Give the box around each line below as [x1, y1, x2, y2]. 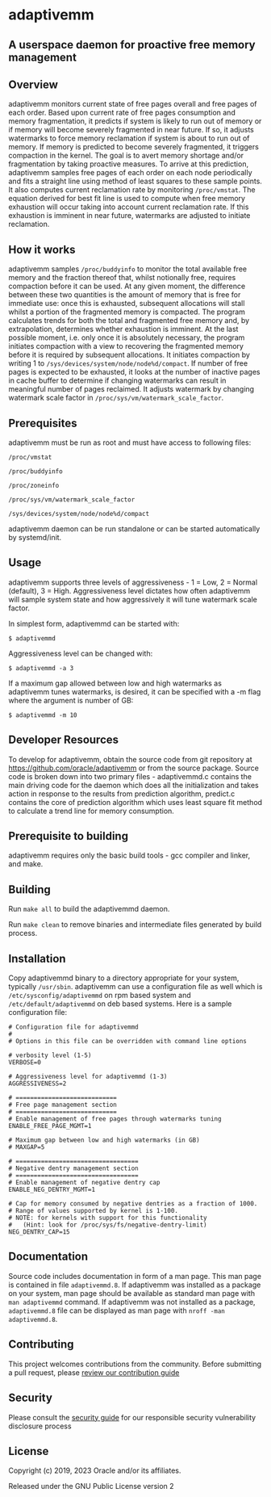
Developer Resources [8, 733, 119, 747]
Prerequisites [8, 416, 77, 430]
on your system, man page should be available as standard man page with [8, 1288, 256, 1298]
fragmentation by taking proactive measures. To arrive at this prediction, [8, 159, 248, 169]
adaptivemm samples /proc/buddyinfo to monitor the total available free [8, 264, 248, 274]
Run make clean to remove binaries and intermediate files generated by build [8, 920, 262, 929]
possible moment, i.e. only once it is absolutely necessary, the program [8, 333, 245, 342]
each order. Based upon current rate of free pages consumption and [8, 107, 236, 118]
